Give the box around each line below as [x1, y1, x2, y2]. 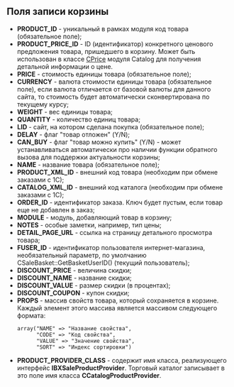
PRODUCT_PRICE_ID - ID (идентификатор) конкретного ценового [16, 39, 213, 48]
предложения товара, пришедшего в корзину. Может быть [16, 47, 196, 55]
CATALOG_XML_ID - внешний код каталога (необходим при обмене [16, 182, 223, 191]
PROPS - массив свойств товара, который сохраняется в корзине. [16, 296, 219, 305]
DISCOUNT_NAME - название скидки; [16, 273, 132, 282]
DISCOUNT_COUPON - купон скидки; [16, 288, 130, 297]
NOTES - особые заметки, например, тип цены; [16, 220, 162, 229]
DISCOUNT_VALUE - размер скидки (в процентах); [16, 280, 171, 290]
